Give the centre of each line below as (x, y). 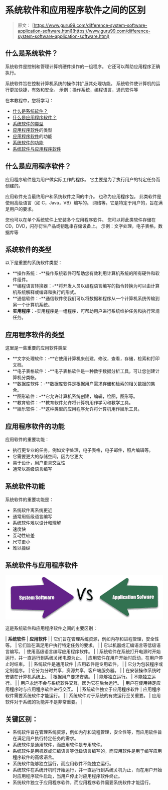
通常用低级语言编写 (32, 516)
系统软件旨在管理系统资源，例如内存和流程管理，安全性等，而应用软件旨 (87, 732)
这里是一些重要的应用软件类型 (36, 348)
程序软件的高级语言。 (34, 757)
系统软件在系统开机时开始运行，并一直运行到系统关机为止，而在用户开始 (87, 770)
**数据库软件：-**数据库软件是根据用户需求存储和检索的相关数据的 (82, 384)
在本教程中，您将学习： (29, 100)
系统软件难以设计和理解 (37, 523)
